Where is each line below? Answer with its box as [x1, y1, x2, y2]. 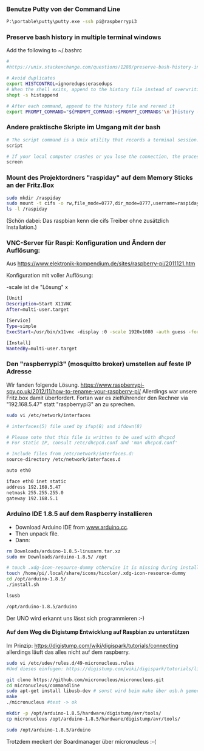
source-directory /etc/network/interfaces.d [6, 457, 121, 463]
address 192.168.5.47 [6, 484, 61, 490]
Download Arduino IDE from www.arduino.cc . [15, 523, 129, 531]
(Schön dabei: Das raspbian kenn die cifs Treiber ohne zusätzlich [6, 217, 169, 225]
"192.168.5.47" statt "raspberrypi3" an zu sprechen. [6, 400, 135, 408]
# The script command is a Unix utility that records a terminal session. [6, 137, 200, 143]
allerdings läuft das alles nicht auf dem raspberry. [6, 648, 131, 656]
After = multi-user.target [6, 307, 69, 313]
